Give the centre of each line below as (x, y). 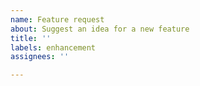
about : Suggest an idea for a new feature (100, 29)
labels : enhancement (53, 47)
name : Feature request (57, 19)
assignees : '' (40, 57)
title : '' (31, 38)
